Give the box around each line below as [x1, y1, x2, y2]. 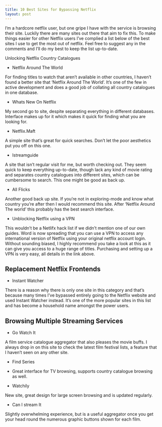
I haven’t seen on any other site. [5, 350, 69, 356]
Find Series [12, 359, 35, 365]
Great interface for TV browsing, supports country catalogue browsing [12, 368, 153, 374]
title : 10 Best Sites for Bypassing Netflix [5, 7, 96, 12]
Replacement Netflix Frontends [5, 265, 101, 273]
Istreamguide [12, 152, 39, 158]
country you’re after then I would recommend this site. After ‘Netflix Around [5, 201, 155, 207]
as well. [12, 374, 28, 379]
